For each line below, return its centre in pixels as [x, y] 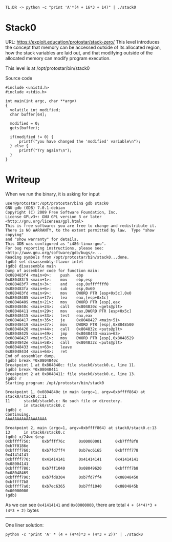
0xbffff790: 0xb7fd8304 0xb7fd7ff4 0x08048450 [72, 477]
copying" [15, 235]
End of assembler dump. [31, 356]
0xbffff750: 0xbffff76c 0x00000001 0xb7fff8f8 [72, 441]
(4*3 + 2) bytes [22, 510]
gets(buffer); [25, 128]
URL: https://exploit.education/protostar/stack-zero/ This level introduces [82, 42]
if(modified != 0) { [32, 137]
